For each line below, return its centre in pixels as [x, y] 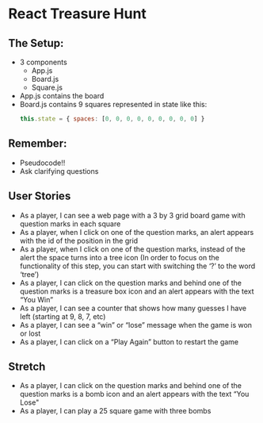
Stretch [27, 366]
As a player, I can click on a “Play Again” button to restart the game [129, 341]
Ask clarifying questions [59, 171]
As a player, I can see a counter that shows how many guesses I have [133, 308]
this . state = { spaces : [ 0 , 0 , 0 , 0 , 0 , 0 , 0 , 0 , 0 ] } [112, 119]
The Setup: [36, 43]
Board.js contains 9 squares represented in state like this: [113, 104]
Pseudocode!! [42, 163]
